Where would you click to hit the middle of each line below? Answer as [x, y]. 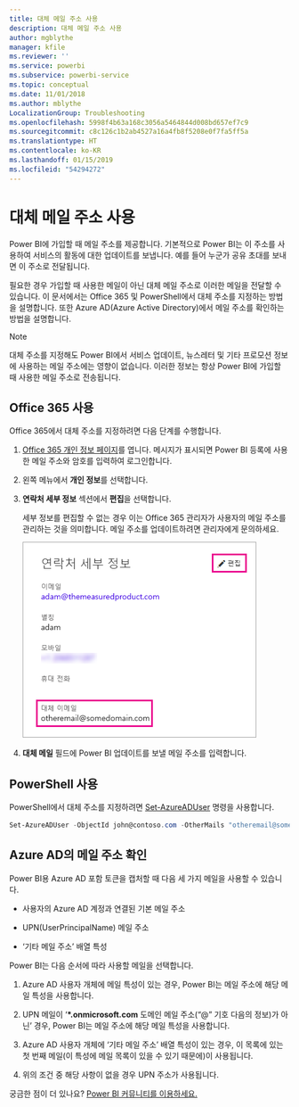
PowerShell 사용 [53, 784]
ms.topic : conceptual [49, 85]
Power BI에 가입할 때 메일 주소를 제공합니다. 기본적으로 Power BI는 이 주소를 [142, 244]
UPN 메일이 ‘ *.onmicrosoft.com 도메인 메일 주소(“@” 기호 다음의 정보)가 [150, 1014]
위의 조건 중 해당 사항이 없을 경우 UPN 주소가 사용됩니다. [121, 1074]
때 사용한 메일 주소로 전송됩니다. [65, 377]
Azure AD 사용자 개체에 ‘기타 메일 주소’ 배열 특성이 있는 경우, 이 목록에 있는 [153, 1045]
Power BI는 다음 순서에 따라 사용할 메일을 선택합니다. [101, 965]
